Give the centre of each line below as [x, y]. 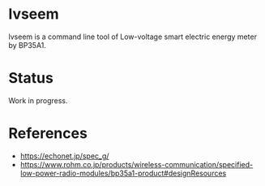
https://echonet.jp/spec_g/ [64, 156]
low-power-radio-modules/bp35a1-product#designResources [123, 173]
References [48, 134]
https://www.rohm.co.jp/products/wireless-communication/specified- [137, 164]
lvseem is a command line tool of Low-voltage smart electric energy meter [133, 37]
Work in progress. [38, 100]
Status [31, 78]
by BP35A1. [28, 45]
